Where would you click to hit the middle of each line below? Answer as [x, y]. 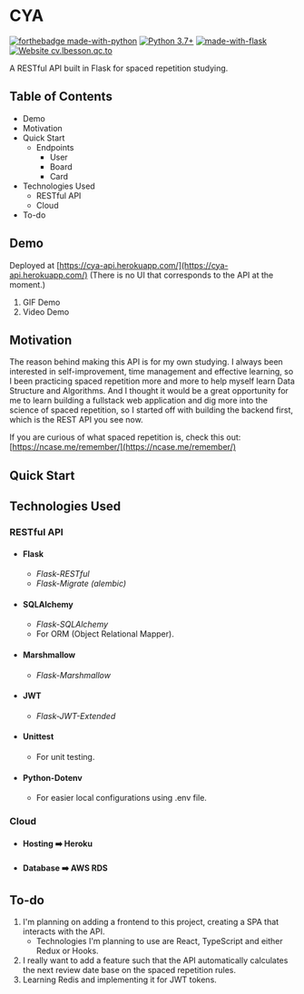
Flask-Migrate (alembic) [81, 584]
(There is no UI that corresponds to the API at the [181, 275]
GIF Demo [41, 302]
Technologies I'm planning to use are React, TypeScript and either [159, 941]
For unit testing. [65, 757]
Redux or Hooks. [67, 951]
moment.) [28, 284]
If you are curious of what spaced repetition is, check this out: [125, 437]
